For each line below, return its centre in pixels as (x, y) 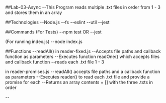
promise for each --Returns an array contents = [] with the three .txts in (79, 82)
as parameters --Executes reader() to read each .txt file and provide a (77, 77)
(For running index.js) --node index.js (44, 41)
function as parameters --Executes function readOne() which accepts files (82, 56)
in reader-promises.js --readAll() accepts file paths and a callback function (83, 71)
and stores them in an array (34, 12)
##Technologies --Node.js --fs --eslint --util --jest (57, 22)
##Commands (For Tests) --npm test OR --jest (54, 32)
